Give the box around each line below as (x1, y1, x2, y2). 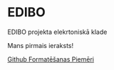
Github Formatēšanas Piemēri (7, 54, 95, 64)
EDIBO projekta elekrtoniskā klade (7, 28, 108, 36)
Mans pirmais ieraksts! (7, 41, 74, 49)
